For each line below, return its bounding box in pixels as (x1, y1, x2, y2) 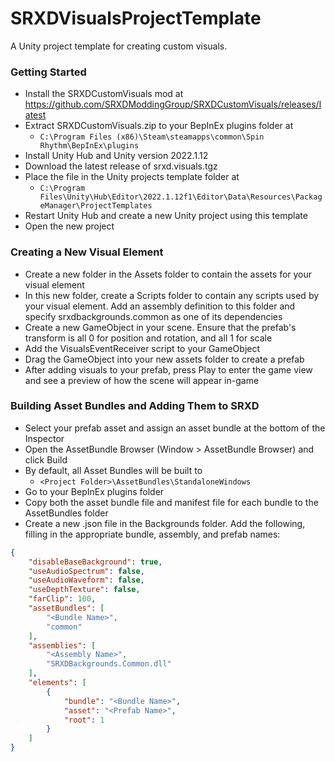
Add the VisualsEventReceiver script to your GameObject (24, 342, 261, 354)
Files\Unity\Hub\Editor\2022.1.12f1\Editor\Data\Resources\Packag (39, 192, 323, 202)
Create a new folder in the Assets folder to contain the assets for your (24, 268, 313, 280)
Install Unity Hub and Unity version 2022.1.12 (24, 150, 209, 162)
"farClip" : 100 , (28, 594, 97, 604)
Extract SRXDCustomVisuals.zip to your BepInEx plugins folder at (24, 120, 294, 132)
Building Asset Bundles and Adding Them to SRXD (10, 399, 260, 413)
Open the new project (24, 220, 115, 232)
